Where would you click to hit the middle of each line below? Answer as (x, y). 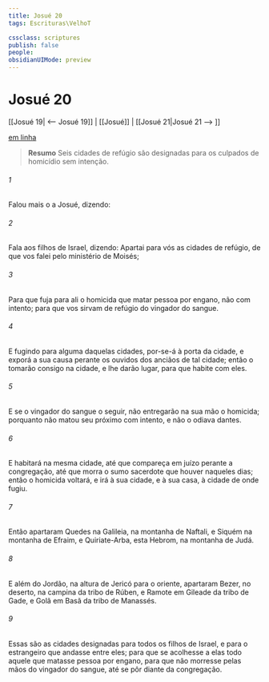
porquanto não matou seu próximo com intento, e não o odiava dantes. (125, 420)
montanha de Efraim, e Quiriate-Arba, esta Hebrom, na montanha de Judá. (131, 540)
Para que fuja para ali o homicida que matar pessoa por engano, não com (129, 299)
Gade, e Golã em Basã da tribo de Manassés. (83, 600)
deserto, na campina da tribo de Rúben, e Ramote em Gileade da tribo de (129, 592)
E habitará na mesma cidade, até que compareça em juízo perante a (121, 463)
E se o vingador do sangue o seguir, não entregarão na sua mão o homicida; (134, 411)
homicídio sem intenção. (68, 161)
